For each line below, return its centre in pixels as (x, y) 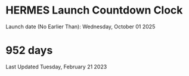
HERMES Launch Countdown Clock (94, 10)
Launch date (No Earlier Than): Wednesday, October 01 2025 (80, 27)
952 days (29, 50)
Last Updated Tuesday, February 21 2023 (56, 67)
